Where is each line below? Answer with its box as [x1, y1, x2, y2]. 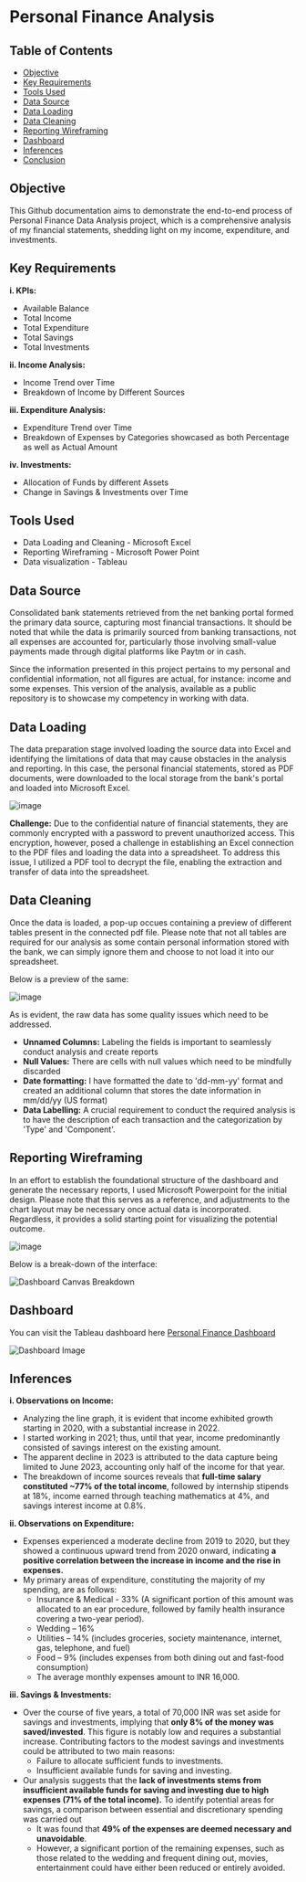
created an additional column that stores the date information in [22, 1084, 261, 1095]
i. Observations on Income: [9, 1395, 114, 1406]
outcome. [9, 1222, 46, 1234]
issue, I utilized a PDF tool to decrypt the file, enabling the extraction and [9, 857, 282, 868]
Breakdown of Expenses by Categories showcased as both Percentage [22, 431, 290, 442]
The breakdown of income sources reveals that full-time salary [22, 1471, 261, 1482]
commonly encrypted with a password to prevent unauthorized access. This [9, 828, 295, 839]
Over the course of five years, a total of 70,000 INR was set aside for [22, 1707, 281, 1718]
